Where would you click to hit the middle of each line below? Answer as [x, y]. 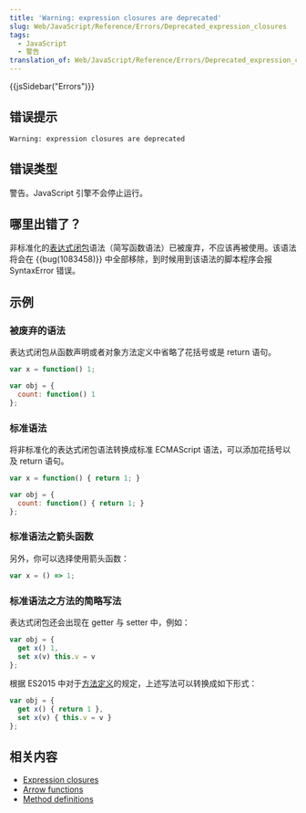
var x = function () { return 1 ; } [75, 478]
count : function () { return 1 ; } [81, 503]
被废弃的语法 [38, 330]
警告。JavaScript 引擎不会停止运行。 [79, 193]
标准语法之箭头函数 [51, 537]
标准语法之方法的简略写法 [66, 600]
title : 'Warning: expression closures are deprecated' [116, 18]
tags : [20, 35]
